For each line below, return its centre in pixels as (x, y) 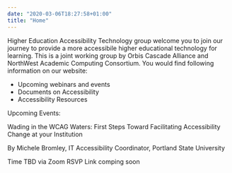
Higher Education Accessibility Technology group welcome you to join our (115, 40)
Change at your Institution (45, 134)
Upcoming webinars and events (64, 84)
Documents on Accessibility (58, 92)
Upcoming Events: (34, 113)
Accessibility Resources (52, 99)
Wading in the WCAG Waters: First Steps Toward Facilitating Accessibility (114, 126)
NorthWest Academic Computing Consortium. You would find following (111, 63)
